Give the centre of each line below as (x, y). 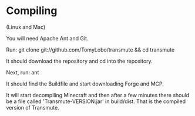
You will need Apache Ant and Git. (47, 38)
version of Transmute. (33, 107)
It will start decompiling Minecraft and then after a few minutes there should (98, 95)
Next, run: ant (23, 72)
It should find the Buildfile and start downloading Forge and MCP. (85, 84)
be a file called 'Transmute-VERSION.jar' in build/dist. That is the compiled (96, 101)
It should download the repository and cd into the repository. (79, 61)
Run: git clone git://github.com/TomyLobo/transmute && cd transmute (90, 50)
